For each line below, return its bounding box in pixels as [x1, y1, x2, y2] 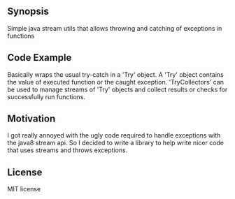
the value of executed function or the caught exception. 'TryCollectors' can [7, 78, 224, 86]
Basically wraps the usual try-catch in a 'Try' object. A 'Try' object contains [7, 70, 224, 79]
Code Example [7, 52, 72, 64]
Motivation [7, 113, 56, 125]
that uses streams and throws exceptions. [7, 146, 128, 154]
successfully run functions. [7, 92, 86, 101]
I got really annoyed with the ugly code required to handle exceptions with [7, 131, 221, 140]
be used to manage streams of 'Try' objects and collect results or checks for [7, 85, 228, 94]
